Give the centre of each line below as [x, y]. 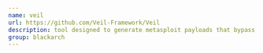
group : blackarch [37, 37]
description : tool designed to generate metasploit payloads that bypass [132, 30]
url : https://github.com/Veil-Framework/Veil [84, 23]
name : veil [26, 15]
